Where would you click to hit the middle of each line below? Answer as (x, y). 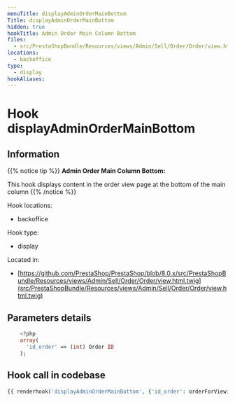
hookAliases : (26, 79)
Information (34, 154)
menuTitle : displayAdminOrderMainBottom (67, 14)
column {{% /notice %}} (42, 192)
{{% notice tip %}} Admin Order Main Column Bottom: (86, 171)
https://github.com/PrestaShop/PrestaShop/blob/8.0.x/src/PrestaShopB (123, 273)
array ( (29, 340)
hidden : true (26, 27)
